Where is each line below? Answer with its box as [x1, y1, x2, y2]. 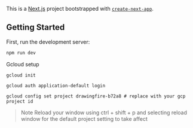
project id [6, 98, 33, 104]
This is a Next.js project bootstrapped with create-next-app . [6, 5, 154, 12]
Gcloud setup [6, 60, 39, 68]
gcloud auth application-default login [6, 83, 106, 89]
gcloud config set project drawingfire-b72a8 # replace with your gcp [6, 93, 186, 99]
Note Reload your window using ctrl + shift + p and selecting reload [20, 109, 187, 116]
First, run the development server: [6, 38, 90, 45]
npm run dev [6, 50, 36, 56]
